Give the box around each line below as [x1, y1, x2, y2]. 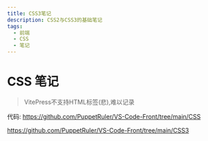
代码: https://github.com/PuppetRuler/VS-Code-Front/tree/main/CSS [7, 112, 201, 120]
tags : [7, 23, 23, 30]
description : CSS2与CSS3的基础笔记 [7, 17, 103, 23]
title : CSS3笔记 [7, 10, 51, 17]
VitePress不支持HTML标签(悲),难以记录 [23, 98, 135, 106]
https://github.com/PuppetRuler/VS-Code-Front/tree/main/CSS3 [7, 126, 189, 134]
